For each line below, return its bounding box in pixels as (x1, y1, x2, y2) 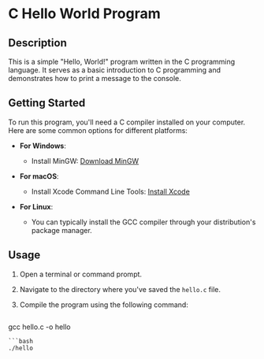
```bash (8, 337, 34, 345)
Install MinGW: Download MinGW (31, 156, 139, 165)
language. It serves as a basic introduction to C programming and (8, 65, 221, 75)
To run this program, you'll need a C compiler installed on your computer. (8, 117, 246, 127)
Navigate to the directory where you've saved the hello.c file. (19, 284, 221, 294)
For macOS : (19, 171, 59, 181)
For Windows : (19, 141, 67, 150)
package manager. (31, 225, 92, 235)
